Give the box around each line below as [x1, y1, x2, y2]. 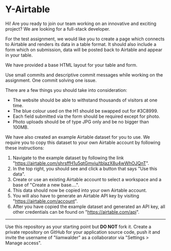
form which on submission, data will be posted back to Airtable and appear [5, 46, 163, 53]
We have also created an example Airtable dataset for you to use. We [5, 134, 150, 140]
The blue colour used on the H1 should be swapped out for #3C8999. [12, 108, 159, 114]
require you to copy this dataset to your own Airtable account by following [5, 139, 161, 145]
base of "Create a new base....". [12, 182, 79, 188]
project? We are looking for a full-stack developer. [5, 26, 110, 32]
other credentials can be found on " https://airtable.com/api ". [12, 209, 140, 215]
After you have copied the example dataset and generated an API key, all [12, 203, 165, 210]
